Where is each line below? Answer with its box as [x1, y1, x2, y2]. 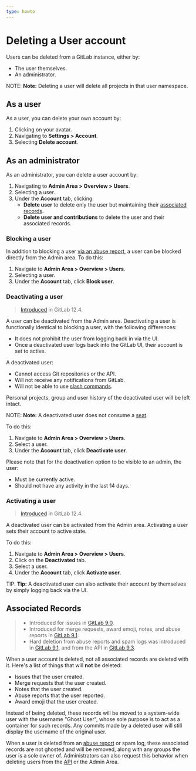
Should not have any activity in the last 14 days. [14, 482, 130, 489]
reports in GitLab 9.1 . [29, 631, 79, 638]
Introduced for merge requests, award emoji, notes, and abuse [29, 625, 181, 633]
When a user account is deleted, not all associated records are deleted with [6, 655, 189, 662]
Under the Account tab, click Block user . [14, 278, 114, 285]
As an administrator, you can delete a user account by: [6, 171, 138, 178]
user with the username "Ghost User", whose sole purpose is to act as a [6, 715, 181, 722]
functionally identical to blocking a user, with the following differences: [6, 323, 177, 330]
